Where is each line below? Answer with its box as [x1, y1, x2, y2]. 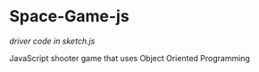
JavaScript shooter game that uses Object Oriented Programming [9, 52, 250, 63]
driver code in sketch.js [9, 36, 96, 46]
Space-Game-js [9, 6, 129, 27]
